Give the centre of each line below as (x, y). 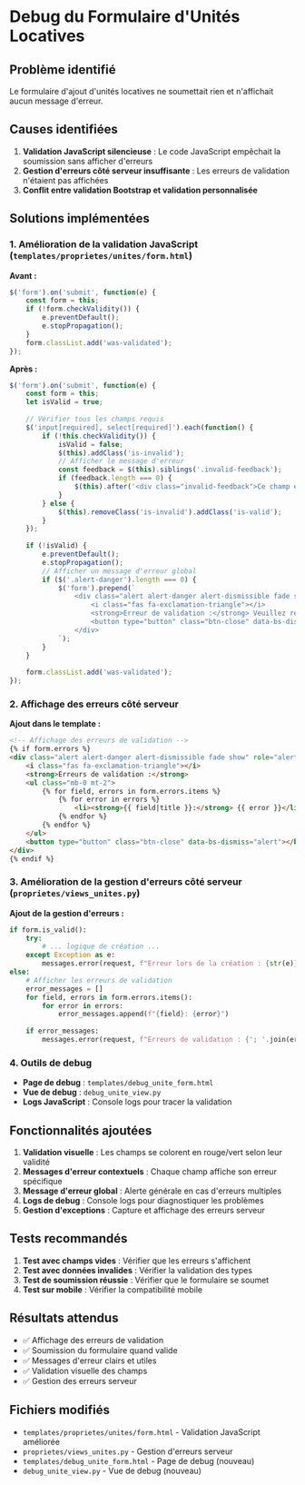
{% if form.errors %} (50, 749)
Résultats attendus (64, 1318)
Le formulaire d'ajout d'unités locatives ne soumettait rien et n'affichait (142, 91)
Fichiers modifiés (60, 1410)
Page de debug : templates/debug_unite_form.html (118, 1083)
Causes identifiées (64, 129)
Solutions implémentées (79, 218)
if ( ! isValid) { (57, 546)
